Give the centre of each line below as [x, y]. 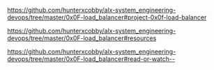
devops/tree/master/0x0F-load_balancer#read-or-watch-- [91, 59]
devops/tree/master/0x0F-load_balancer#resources [82, 38]
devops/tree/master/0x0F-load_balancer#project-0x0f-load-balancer [107, 17]
